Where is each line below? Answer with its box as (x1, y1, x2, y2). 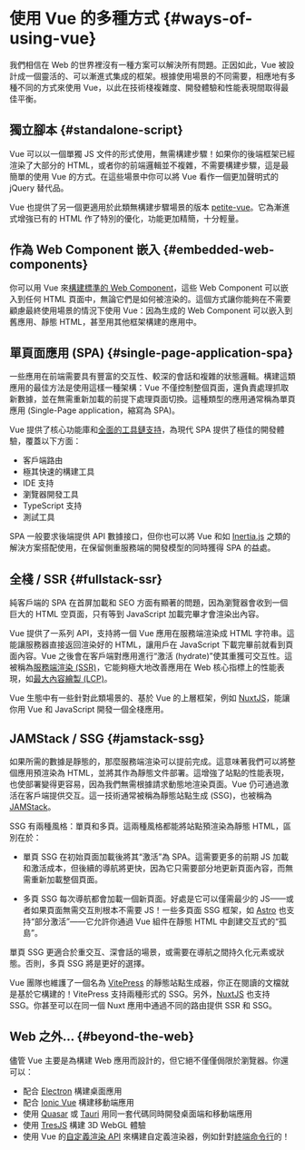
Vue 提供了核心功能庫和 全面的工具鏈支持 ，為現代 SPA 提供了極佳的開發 (9, 424, 277, 436)
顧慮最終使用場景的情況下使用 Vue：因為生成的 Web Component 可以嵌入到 (9, 305, 293, 316)
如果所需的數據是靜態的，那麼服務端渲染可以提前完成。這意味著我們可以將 (9, 756, 288, 767)
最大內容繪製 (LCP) (33, 673, 104, 684)
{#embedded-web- (162, 242, 275, 258)
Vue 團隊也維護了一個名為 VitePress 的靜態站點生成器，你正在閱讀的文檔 (9, 978, 281, 988)
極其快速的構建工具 (22, 467, 95, 477)
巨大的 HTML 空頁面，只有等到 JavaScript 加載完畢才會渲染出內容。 (9, 609, 264, 620)
